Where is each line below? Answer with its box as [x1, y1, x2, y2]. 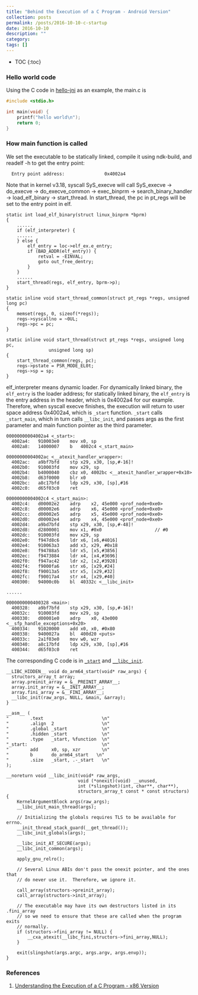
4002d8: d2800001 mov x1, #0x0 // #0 [11, 527, 168, 533]
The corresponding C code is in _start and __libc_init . [6, 657, 143, 664]
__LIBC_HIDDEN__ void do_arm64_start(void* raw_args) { [6, 668, 147, 674]
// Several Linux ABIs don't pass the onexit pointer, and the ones [17, 866, 190, 872]
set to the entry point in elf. [6, 200, 72, 207]
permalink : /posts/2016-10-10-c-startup [6, 20, 108, 26]
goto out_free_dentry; [37, 258, 94, 265]
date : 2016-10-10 [6, 25, 49, 32]
